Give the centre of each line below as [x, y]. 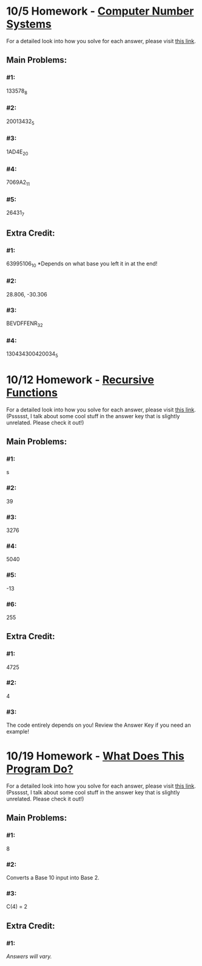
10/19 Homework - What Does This [96, 756]
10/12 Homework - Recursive [80, 380]
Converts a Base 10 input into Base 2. [53, 878]
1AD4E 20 [17, 152]
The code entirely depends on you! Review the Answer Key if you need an [99, 725]
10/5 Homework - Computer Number [100, 11]
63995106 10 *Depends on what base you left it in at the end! [82, 264]
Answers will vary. [29, 956]
